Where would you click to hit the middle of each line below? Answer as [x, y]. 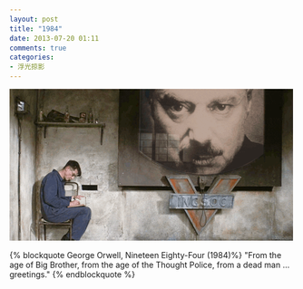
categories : [32, 58]
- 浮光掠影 [27, 67]
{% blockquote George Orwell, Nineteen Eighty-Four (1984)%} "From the [146, 255]
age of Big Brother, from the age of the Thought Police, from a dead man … [150, 265]
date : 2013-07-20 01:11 [54, 38]
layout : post [34, 19]
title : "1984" [36, 29]
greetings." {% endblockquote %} [73, 275]
